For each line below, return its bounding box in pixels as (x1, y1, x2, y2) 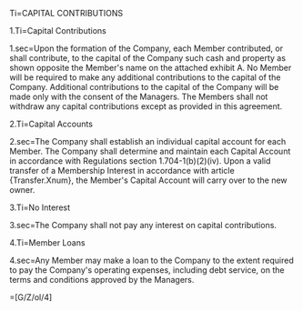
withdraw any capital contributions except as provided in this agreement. (9, 101, 283, 112)
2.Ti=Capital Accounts (9, 118, 94, 129)
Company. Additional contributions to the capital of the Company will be (9, 82, 279, 92)
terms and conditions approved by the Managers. (9, 275, 195, 285)
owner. (9, 185, 35, 195)
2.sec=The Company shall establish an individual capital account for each (9, 136, 287, 146)
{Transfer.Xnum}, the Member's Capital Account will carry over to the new (9, 175, 288, 186)
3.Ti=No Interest (9, 202, 71, 213)
